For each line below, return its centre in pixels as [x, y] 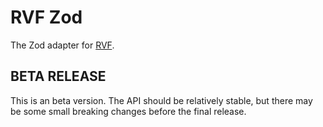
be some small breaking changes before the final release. [128, 111]
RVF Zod [46, 17]
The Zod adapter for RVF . [62, 45]
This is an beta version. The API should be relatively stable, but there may [161, 100]
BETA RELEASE [58, 76]
